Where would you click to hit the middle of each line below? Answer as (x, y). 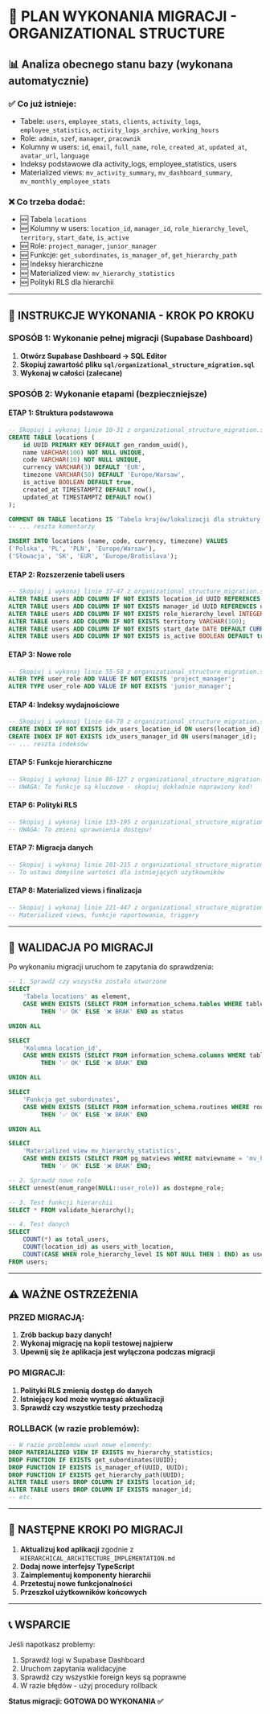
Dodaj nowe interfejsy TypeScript (77, 1566)
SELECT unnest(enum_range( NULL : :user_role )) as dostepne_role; (117, 1188)
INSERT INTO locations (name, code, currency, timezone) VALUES (118, 541)
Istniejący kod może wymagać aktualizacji (92, 1399)
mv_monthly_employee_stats (65, 181)
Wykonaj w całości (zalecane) (71, 372)
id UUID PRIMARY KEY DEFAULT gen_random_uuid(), (106, 445)
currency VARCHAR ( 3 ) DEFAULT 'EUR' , (84, 467)
